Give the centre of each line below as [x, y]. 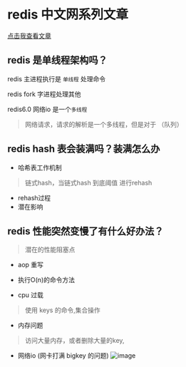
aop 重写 [31, 265]
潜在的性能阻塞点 [50, 249]
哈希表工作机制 [40, 167]
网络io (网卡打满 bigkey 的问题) [63, 356]
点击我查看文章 [29, 36]
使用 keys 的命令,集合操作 [63, 310]
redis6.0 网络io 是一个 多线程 [47, 109]
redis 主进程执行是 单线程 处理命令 [57, 78]
